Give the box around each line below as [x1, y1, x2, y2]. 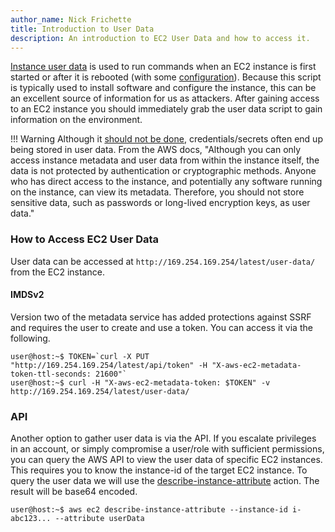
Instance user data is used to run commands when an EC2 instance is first [10, 61, 317, 73]
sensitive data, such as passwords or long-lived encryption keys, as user [10, 197, 311, 209]
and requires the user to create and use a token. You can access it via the [10, 321, 313, 333]
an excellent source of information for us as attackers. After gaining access [10, 92, 320, 105]
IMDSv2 [10, 289, 45, 301]
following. [10, 332, 51, 344]
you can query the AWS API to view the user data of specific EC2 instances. [10, 454, 323, 466]
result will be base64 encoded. [10, 486, 138, 498]
